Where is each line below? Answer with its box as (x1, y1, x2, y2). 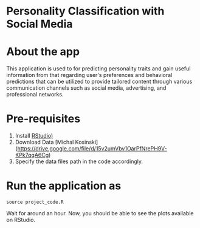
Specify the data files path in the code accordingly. (15, 158, 143, 165)
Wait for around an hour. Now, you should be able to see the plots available (6, 210, 194, 216)
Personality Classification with (6, 4, 165, 18)
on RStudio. (6, 216, 35, 223)
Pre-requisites (6, 112, 81, 126)
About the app (6, 45, 80, 59)
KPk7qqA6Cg (15, 152, 49, 159)
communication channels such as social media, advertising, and (6, 84, 167, 92)
